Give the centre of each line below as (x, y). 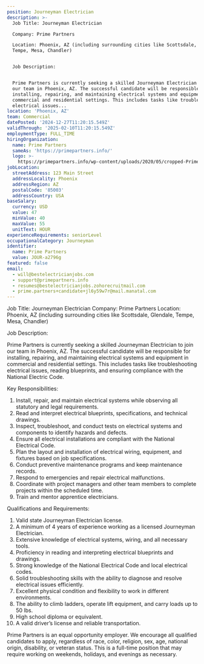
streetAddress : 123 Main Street (53, 173)
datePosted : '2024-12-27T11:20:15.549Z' (59, 123)
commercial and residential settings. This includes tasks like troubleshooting (102, 364)
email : (15, 269)
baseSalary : (22, 201)
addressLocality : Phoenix (45, 179)
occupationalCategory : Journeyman (51, 241)
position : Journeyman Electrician (51, 12)
